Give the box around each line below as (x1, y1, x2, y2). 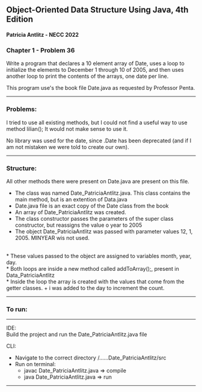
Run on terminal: (14, 361, 56, 368)
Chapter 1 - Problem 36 (6, 46, 75, 54)
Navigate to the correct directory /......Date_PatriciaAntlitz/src (14, 354, 167, 361)
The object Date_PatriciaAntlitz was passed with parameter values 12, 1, (14, 227, 193, 235)
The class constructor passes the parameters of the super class (14, 215, 174, 222)
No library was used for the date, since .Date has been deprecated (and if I (6, 137, 191, 144)
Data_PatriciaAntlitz (6, 271, 55, 279)
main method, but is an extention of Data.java (14, 195, 127, 203)
